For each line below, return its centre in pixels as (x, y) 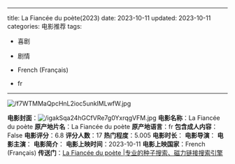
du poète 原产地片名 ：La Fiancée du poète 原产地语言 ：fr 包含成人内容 (109, 127)
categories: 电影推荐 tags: (45, 26)
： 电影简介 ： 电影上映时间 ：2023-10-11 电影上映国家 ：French (115, 144)
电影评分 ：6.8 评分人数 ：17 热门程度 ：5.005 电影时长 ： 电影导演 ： (120, 135)
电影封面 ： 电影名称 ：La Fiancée (114, 118)
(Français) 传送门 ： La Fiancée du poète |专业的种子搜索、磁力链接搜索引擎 (115, 153)
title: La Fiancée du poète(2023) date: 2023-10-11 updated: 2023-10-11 (109, 18)
